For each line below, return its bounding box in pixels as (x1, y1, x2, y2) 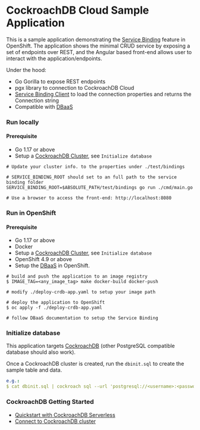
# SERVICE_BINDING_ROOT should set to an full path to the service (6, 174, 177, 180)
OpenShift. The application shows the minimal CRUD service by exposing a (6, 42, 190, 49)
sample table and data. (6, 366, 62, 373)
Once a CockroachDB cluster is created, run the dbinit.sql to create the (6, 360, 185, 368)
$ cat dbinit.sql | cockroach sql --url (6, 384, 108, 390)
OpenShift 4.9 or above (14, 256, 73, 263)
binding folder (6, 180, 44, 186)
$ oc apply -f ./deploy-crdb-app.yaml (6, 305, 102, 311)
